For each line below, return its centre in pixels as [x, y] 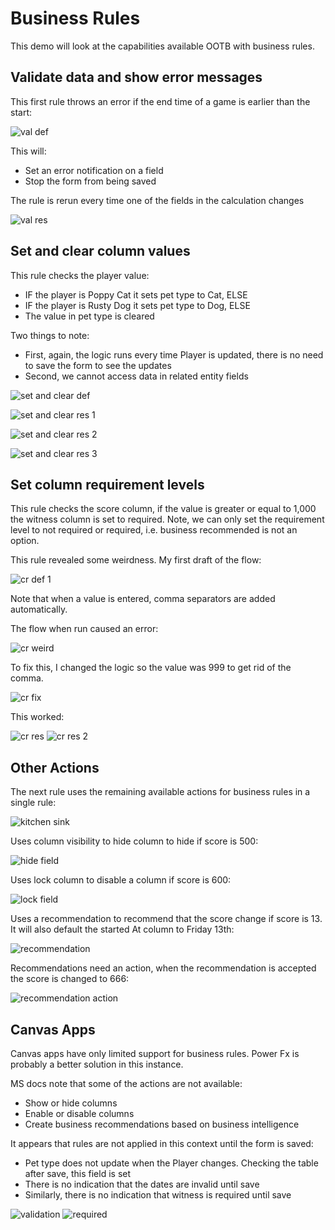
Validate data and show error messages [136, 77]
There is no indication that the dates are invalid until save [142, 1184]
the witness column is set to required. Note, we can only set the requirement [167, 519]
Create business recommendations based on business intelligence [162, 1124]
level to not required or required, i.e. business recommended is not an [154, 530]
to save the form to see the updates [98, 365]
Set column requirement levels [107, 484]
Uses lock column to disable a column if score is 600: [121, 880]
